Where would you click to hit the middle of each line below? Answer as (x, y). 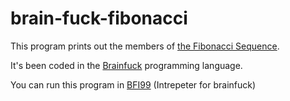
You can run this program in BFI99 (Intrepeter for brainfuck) (133, 84)
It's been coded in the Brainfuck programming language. (126, 65)
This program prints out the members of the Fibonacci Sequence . (145, 46)
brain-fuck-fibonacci (99, 18)
